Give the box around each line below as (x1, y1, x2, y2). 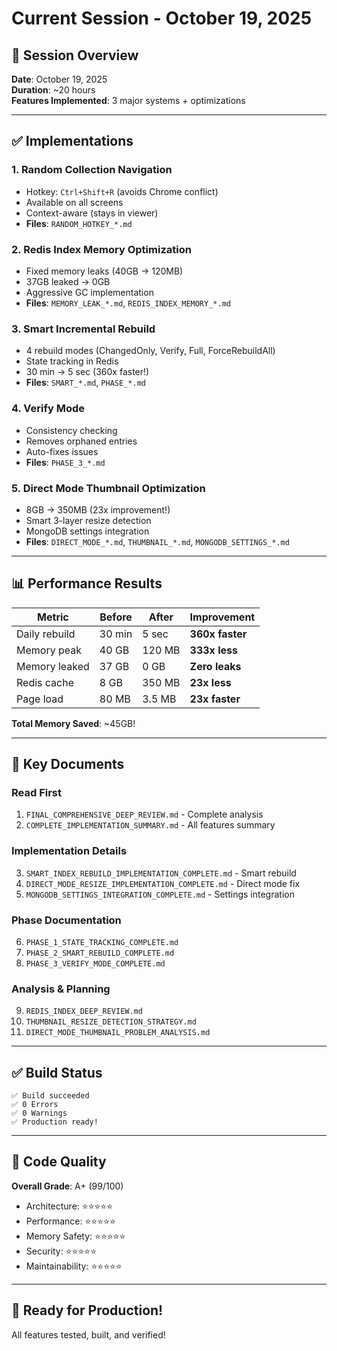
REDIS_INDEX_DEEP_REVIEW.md (25, 1007, 143, 1017)
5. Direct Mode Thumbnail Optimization (11, 481, 206, 495)
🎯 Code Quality (11, 1153, 107, 1171)
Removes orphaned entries (25, 435, 138, 447)
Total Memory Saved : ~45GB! (11, 717, 136, 729)
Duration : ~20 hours (11, 84, 96, 96)
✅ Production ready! (11, 1117, 99, 1127)
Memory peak (16, 643, 82, 657)
